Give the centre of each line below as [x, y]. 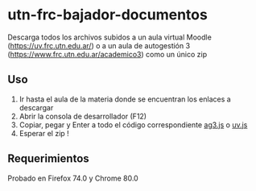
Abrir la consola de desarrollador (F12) [83, 116]
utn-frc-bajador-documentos [108, 15]
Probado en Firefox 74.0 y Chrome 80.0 [73, 178]
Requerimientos [48, 159]
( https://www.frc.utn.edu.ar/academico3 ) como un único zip [107, 54]
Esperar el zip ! [44, 133]
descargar [36, 107]
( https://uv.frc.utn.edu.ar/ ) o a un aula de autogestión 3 [99, 45]
